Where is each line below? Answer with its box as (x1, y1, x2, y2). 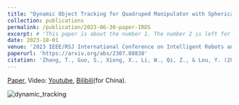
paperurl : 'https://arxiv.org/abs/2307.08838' (7, 50, 148, 57)
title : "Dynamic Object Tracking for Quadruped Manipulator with (7, 10, 205, 18)
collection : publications (7, 17, 84, 24)
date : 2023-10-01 (7, 37, 59, 44)
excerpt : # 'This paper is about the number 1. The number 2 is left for (7, 30, 231, 38)
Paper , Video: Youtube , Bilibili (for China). (7, 76, 127, 84)
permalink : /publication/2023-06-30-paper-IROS (7, 23, 152, 31)
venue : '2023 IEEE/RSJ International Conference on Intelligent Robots (7, 43, 224, 50)
